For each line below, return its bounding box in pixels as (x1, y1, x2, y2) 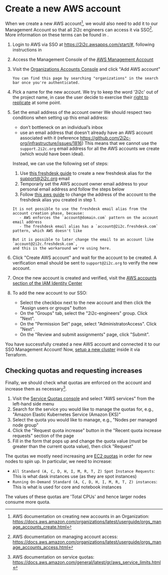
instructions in (12, 47, 42, 53)
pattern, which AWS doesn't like (12, 228, 82, 233)
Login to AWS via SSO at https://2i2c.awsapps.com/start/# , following (12, 41, 155, 47)
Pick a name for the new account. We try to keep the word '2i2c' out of (12, 89, 158, 95)
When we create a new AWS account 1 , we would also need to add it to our (5, 19, 158, 26)
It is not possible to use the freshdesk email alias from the (12, 206, 147, 211)
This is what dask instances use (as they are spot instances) (12, 473, 137, 479)
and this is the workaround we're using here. (12, 246, 111, 251)
